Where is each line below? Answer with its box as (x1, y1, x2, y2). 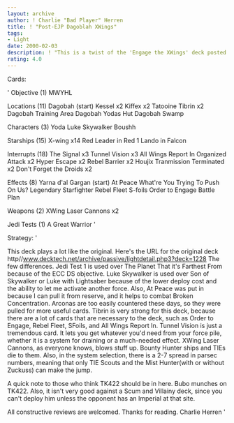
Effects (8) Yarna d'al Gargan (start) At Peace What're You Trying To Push (7, 178, 220, 186)
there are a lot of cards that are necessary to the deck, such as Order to (7, 313, 214, 322)
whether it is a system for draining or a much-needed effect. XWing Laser (7, 336, 219, 344)
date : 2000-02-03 (7, 43, 58, 50)
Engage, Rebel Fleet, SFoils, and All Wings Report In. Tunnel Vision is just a (7, 321, 222, 329)
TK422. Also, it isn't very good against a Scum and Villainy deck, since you (7, 387, 223, 395)
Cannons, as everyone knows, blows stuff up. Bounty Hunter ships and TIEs (7, 343, 226, 352)
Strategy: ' (7, 233, 37, 242)
